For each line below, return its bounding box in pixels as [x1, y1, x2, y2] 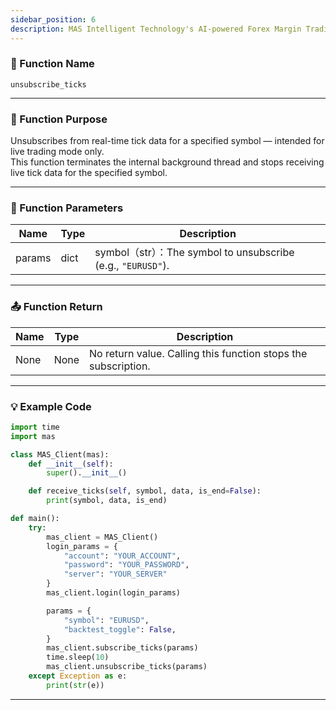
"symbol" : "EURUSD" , [63, 615, 150, 625]
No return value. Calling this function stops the [89, 346, 308, 360]
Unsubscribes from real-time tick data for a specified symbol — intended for [10, 135, 325, 147]
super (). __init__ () [46, 468, 128, 478]
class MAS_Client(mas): [10, 449, 110, 460]
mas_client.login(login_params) [46, 588, 182, 598]
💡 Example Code [10, 399, 92, 413]
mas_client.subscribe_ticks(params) [46, 643, 199, 653]
